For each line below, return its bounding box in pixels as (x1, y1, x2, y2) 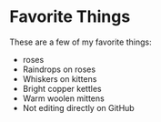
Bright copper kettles (22, 83, 102, 94)
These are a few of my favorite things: (9, 36, 152, 47)
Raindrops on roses (22, 64, 96, 75)
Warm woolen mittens (22, 93, 105, 104)
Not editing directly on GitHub (22, 102, 135, 113)
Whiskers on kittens (22, 73, 97, 84)
